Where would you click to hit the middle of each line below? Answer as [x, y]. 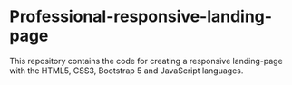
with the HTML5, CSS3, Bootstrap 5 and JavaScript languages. [127, 71]
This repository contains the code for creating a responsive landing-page [146, 61]
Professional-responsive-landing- [141, 17]
